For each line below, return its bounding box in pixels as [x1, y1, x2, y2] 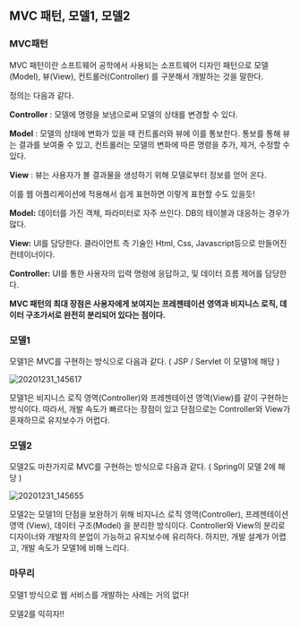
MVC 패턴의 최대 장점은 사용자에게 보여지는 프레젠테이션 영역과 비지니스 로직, [9, 298, 279, 309]
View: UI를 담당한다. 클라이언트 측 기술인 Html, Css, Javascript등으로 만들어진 [9, 237, 287, 248]
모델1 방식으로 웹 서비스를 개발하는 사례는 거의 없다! [9, 589, 190, 600]
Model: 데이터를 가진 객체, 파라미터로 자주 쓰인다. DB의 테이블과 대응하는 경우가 [9, 207, 290, 218]
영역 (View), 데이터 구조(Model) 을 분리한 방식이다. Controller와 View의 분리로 [9, 520, 286, 531]
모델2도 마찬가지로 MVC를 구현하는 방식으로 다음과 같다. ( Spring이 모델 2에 [9, 461, 276, 472]
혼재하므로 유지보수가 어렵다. [9, 415, 110, 425]
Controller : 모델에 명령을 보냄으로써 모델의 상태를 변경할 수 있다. [9, 108, 239, 119]
